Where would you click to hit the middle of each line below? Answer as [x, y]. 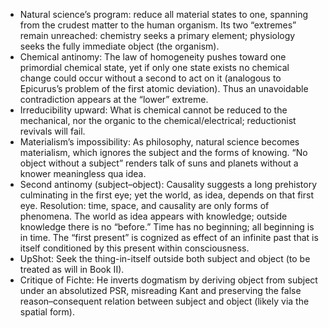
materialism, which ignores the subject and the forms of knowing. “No [163, 152]
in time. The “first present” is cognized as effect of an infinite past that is [169, 237]
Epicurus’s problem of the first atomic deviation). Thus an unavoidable [164, 88]
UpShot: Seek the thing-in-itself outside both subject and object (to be [165, 258]
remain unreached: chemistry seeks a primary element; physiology [157, 35]
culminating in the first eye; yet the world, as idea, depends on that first [166, 195]
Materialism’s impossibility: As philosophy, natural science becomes [159, 142]
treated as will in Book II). [72, 269]
